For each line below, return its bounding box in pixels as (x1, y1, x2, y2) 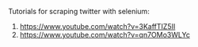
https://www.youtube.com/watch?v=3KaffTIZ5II (19, 22, 176, 31)
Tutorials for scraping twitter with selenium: (8, 7, 150, 16)
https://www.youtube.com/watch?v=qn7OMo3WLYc (19, 31, 190, 39)
